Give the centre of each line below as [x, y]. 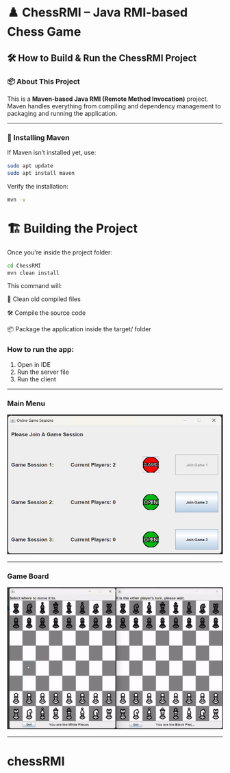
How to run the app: [40, 350]
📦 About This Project [43, 81]
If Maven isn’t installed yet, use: [52, 153]
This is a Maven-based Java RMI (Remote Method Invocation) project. [108, 99]
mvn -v [16, 200]
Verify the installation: [38, 186]
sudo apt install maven [41, 174]
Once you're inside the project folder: [60, 252]
